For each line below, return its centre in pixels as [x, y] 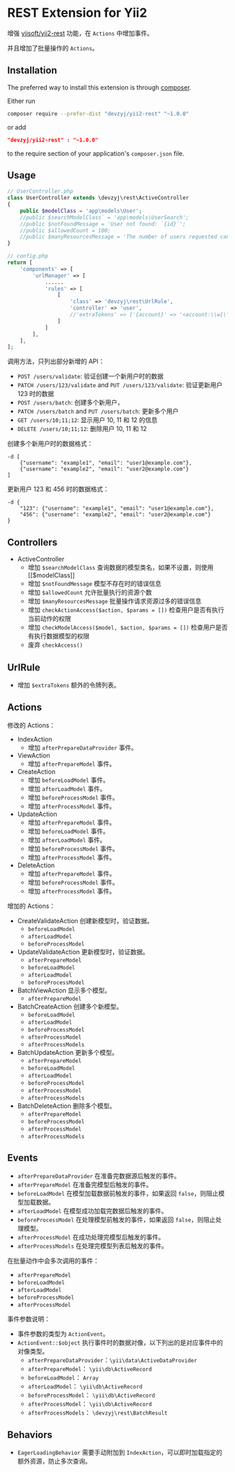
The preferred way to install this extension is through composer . [99, 87]
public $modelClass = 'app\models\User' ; [81, 211]
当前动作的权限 [49, 619]
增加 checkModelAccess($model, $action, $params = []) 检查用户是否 [128, 627]
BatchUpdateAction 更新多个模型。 [68, 1052]
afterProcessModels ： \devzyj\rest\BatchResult [98, 1413]
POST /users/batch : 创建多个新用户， [70, 402]
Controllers [33, 542]
